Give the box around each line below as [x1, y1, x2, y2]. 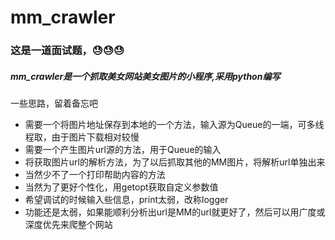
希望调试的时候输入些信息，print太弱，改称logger [24, 194, 229, 206]
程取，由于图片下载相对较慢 [24, 131, 140, 143]
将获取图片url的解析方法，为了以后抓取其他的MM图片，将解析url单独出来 [24, 156, 326, 168]
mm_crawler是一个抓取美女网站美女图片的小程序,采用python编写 [10, 70, 281, 82]
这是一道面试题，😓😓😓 [10, 44, 125, 58]
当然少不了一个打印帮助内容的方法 [24, 169, 166, 181]
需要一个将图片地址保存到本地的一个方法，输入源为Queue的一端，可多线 [24, 119, 325, 131]
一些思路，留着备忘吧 [10, 97, 98, 110]
